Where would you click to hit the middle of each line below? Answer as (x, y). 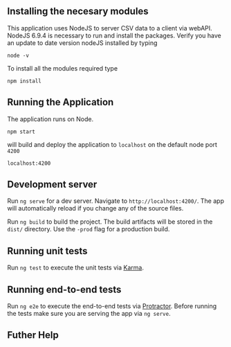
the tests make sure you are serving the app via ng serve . (89, 314)
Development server (52, 185)
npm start (21, 132)
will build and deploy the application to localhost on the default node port (112, 144)
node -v (18, 55)
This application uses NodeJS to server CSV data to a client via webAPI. (110, 28)
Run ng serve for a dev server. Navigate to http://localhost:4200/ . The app (116, 201)
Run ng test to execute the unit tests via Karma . (75, 268)
